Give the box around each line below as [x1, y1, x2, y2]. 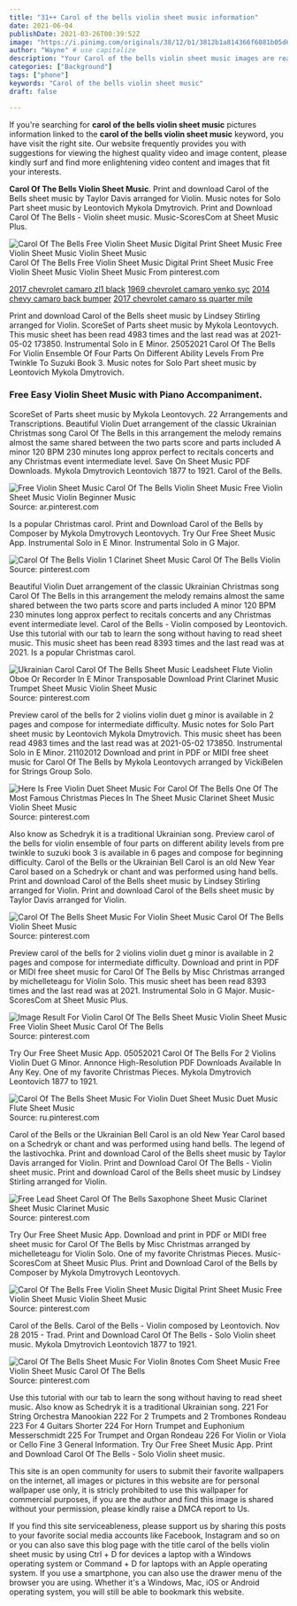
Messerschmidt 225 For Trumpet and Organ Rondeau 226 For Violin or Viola [9, 1430, 286, 1440]
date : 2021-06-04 [9, 21, 73, 30]
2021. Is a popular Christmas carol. [9, 647, 136, 657]
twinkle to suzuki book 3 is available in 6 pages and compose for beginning [9, 847, 284, 857]
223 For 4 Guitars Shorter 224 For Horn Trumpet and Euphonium [9, 1420, 245, 1431]
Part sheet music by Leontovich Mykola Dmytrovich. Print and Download [9, 202, 273, 213]
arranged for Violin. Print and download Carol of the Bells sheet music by [9, 885, 275, 896]
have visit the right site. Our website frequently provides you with [9, 138, 247, 149]
